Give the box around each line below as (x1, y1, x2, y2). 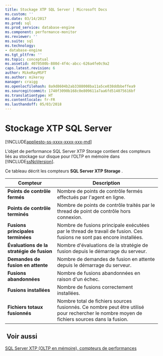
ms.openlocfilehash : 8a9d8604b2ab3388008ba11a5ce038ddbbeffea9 (5, 84, 136, 89)
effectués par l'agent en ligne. (57, 194, 125, 201)
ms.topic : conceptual (5, 57, 49, 62)
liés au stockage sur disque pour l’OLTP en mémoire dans (5, 153, 120, 159)
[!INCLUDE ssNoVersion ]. (5, 158, 55, 164)
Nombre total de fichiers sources (57, 297, 132, 304)
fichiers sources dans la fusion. (57, 316, 129, 322)
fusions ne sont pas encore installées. (57, 234, 144, 240)
